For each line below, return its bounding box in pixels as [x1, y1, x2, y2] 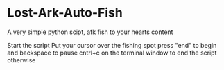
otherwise [7, 55, 36, 64]
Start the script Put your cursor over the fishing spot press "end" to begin [7, 41, 217, 49]
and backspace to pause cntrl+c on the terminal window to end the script [7, 49, 217, 57]
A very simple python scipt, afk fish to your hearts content [7, 28, 173, 36]
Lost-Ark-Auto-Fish [7, 5, 123, 21]
